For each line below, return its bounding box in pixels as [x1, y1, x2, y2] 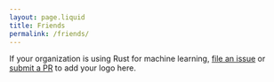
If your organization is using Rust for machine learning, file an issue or [9, 54, 266, 64]
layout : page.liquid [9, 12, 86, 22]
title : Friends [9, 21, 66, 30]
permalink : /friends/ [9, 29, 90, 38]
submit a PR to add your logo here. [9, 63, 136, 73]
